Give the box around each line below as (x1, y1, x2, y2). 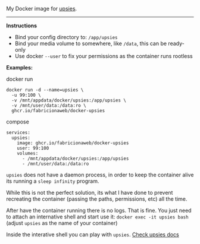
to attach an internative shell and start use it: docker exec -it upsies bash (6, 213, 189, 220)
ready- (168, 40, 185, 47)
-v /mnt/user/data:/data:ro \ (11, 103, 86, 109)
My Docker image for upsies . (6, 5, 77, 12)
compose (6, 118, 30, 125)
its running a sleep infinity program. (6, 178, 99, 185)
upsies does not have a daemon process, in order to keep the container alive (6, 172, 194, 178)
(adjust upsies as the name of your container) (6, 220, 118, 226)
